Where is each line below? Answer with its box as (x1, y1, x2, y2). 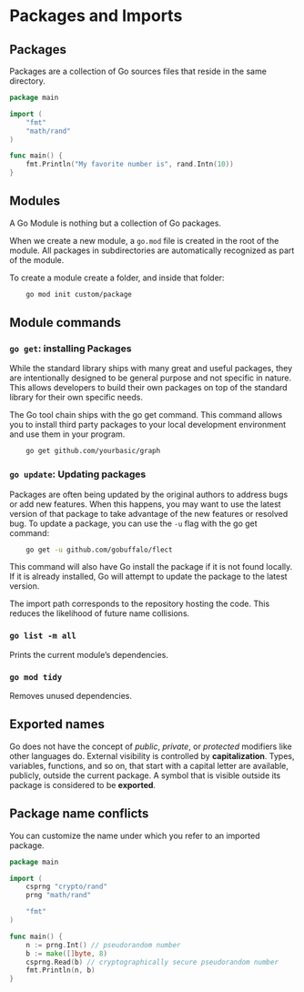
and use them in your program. (9, 429, 126, 440)
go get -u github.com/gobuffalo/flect (25, 545, 173, 554)
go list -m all (9, 631, 77, 642)
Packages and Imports (9, 5, 183, 26)
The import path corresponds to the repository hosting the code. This (9, 598, 270, 610)
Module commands (9, 315, 121, 330)
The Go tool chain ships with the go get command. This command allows (9, 410, 283, 420)
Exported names (9, 716, 105, 733)
